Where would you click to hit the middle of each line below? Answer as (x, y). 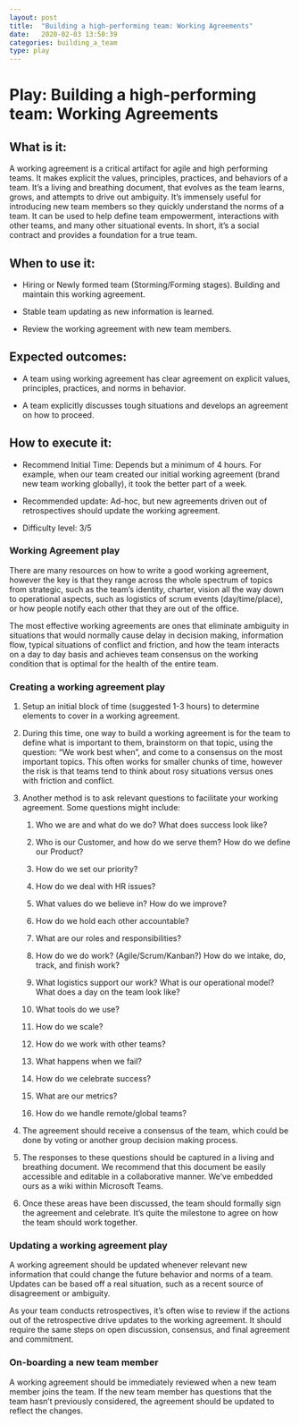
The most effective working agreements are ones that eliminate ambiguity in (149, 625)
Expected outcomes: (68, 357)
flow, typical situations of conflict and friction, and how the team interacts (144, 644)
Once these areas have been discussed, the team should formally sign (151, 1203)
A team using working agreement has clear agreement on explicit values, (156, 378)
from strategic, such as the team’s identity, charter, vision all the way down (146, 589)
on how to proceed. (58, 415)
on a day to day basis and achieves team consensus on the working (134, 654)
